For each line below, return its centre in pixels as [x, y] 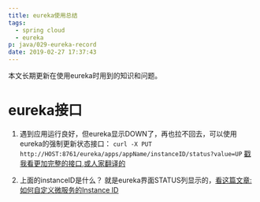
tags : [17, 23]
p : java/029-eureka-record [52, 45]
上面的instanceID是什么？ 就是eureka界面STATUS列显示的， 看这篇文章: [136, 180]
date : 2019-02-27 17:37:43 [52, 52]
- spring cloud [40, 30]
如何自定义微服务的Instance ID [69, 189]
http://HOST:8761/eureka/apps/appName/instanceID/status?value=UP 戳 [135, 153]
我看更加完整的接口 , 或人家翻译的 [72, 163]
